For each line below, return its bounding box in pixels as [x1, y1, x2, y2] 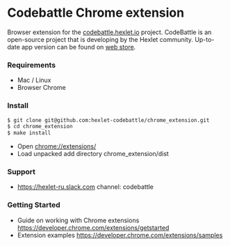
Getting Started [7, 200, 60, 210]
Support [7, 167, 36, 177]
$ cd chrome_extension [7, 123, 73, 130]
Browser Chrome [17, 84, 66, 92]
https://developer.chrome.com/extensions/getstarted [17, 223, 170, 231]
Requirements [7, 60, 56, 70]
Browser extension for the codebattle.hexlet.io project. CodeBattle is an [7, 28, 212, 36]
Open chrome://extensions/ [17, 142, 97, 151]
